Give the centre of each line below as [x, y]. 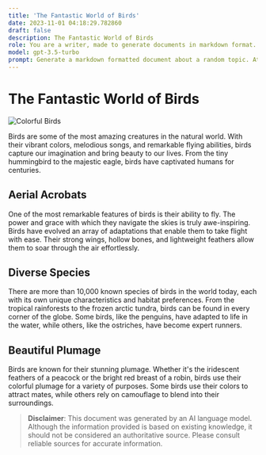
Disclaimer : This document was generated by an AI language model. [140, 419]
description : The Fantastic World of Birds [81, 38]
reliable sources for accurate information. [95, 444]
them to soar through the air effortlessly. [74, 247]
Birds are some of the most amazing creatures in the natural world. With [125, 136]
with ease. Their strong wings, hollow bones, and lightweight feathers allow [131, 239]
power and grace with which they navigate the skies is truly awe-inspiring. [129, 222]
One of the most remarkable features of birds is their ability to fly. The [122, 214]
